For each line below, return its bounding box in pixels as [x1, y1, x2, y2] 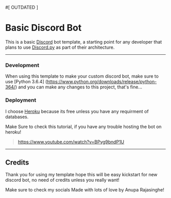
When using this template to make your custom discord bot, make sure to [5, 73, 159, 79]
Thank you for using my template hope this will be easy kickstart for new [5, 172, 158, 178]
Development [5, 61, 40, 69]
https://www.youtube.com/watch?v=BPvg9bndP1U [17, 139, 125, 145]
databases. [5, 114, 29, 120]
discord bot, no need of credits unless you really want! [5, 177, 120, 183]
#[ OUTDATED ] [5, 5, 38, 10]
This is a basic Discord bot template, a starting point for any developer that [5, 39, 162, 45]
